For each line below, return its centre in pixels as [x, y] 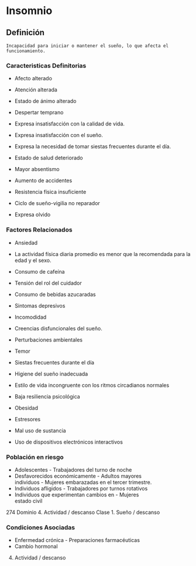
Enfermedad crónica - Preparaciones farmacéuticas [77, 540]
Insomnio [29, 11]
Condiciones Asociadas [40, 527]
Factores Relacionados [39, 230]
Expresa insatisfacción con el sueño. [59, 135]
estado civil [28, 501]
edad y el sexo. [33, 260]
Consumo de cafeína [40, 271]
